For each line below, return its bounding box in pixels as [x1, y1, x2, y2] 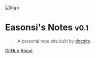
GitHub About [5, 47, 33, 54]
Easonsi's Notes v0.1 [5, 22, 89, 33]
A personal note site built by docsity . [17, 38, 92, 44]
